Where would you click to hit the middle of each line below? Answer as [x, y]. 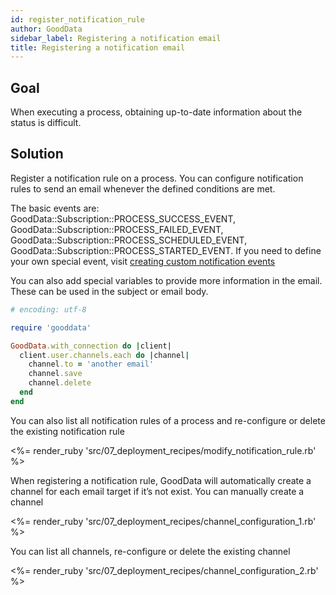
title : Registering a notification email [98, 47]
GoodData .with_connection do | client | [91, 346]
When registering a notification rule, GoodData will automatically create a [161, 480]
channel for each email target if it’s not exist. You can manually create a [157, 491]
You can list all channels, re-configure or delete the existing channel [150, 551]
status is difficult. [46, 123]
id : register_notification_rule [77, 19]
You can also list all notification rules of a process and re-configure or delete [168, 420]
